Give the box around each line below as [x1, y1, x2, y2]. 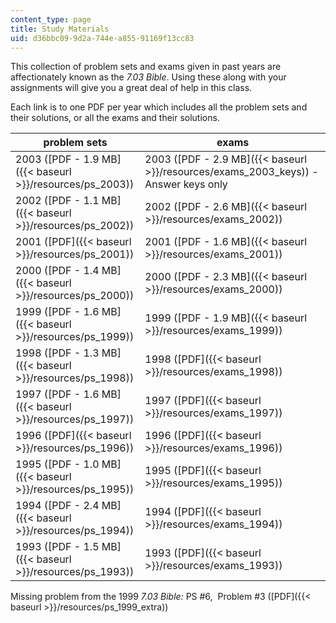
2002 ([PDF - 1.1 [15, 194, 100, 208]
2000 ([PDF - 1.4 [15, 264, 100, 278]
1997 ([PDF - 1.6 [15, 387, 100, 401]
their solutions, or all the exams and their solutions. [10, 112, 220, 124]
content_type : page [10, 14, 92, 25]
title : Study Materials [10, 24, 110, 34]
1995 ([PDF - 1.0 [15, 457, 100, 471]
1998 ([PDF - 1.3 [15, 346, 100, 360]
